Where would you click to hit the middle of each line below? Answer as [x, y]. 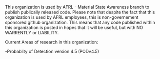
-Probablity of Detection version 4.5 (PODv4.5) [52, 51]
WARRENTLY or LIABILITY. [32, 33]
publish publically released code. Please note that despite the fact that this [80, 12]
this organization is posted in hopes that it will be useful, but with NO [74, 28]
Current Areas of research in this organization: [52, 42]
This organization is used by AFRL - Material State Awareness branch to [77, 7]
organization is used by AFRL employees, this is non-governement [72, 17]
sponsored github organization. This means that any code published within [80, 22]
